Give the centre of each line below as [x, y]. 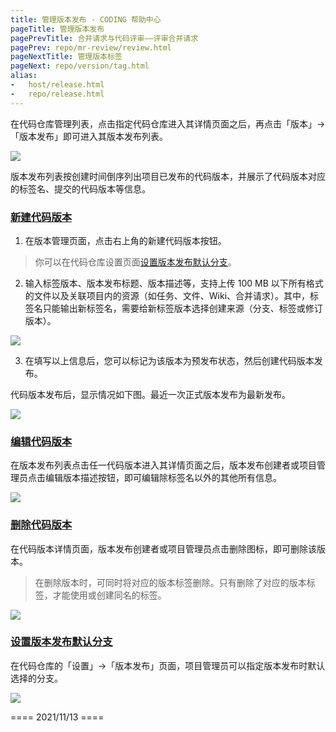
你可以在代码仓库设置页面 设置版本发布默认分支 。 [135, 262]
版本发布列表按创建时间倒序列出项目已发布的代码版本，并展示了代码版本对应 [168, 176]
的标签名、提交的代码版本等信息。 [80, 188]
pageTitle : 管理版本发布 [57, 29]
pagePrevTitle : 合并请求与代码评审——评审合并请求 [104, 38]
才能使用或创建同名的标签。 [109, 595]
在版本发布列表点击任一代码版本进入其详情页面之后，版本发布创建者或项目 [163, 465]
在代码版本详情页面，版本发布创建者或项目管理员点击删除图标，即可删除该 [163, 548]
